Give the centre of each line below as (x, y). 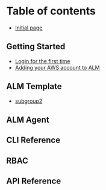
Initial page (29, 28)
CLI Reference (33, 140)
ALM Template (34, 86)
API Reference (34, 181)
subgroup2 (29, 101)
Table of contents (51, 11)
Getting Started (36, 47)
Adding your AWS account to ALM (58, 67)
